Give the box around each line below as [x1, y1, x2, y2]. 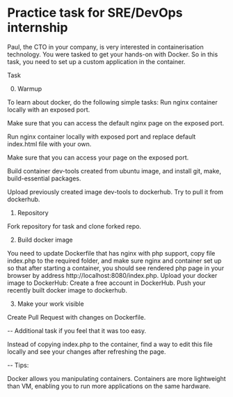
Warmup [17, 84, 42, 93]
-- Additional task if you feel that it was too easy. [7, 326, 147, 335]
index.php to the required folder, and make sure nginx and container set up [7, 256, 222, 265]
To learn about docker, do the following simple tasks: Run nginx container [7, 98, 218, 106]
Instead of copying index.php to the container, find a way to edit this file [7, 340, 214, 348]
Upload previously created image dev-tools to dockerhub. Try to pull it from [7, 187, 224, 196]
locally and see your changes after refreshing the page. [7, 347, 166, 356]
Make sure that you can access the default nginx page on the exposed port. [7, 118, 225, 127]
